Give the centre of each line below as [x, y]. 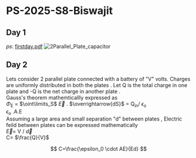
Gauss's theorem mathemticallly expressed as [62, 97]
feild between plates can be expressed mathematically [72, 125]
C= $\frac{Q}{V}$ [28, 138]
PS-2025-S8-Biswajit [60, 11]
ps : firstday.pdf [24, 46]
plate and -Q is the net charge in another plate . [63, 91]
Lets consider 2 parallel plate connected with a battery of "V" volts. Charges [98, 79]
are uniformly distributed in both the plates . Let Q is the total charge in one [97, 85]
